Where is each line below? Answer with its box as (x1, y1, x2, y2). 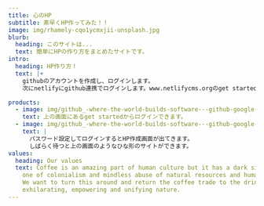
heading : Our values (15, 157, 82, 164)
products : (8, 99, 41, 107)
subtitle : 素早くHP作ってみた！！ (8, 19, 109, 27)
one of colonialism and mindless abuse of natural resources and (22, 172, 241, 179)
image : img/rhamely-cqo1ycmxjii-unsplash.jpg (8, 26, 159, 34)
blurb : (8, 33, 30, 42)
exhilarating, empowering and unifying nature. (22, 186, 181, 193)
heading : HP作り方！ (15, 63, 78, 70)
